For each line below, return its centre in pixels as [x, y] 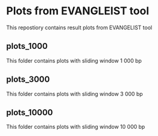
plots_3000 [28, 80]
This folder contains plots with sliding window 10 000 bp [76, 127]
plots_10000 [30, 112]
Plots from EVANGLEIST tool [78, 11]
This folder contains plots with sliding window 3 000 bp [75, 94]
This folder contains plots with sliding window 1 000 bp [74, 60]
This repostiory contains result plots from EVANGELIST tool [79, 27]
